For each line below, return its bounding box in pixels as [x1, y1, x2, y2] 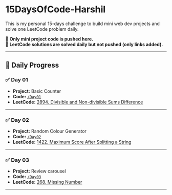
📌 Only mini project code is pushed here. [5, 36, 94, 42]
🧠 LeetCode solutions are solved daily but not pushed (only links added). [5, 41, 163, 47]
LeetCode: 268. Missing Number [12, 179, 82, 185]
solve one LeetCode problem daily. [5, 26, 79, 32]
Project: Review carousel [12, 168, 66, 175]
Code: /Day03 [12, 174, 41, 180]
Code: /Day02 [12, 133, 41, 139]
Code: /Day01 [12, 93, 41, 99]
